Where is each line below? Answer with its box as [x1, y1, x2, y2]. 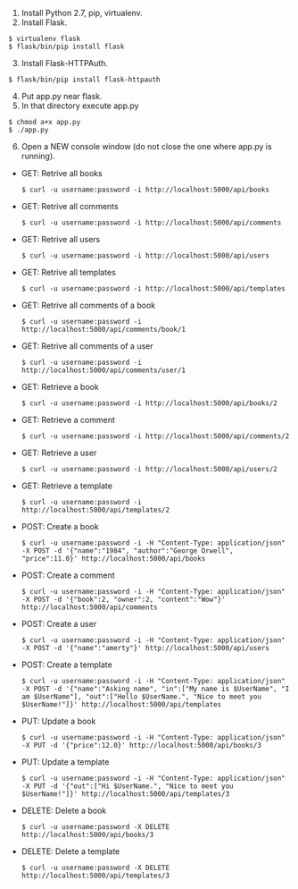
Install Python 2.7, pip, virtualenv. [21, 8, 144, 18]
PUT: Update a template [21, 757, 110, 767]
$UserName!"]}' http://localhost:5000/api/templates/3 [21, 790, 230, 799]
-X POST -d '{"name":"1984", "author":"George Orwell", [21, 546, 234, 555]
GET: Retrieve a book [21, 382, 99, 392]
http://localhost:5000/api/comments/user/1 [21, 366, 186, 375]
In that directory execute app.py [21, 100, 139, 111]
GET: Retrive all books [21, 168, 103, 178]
